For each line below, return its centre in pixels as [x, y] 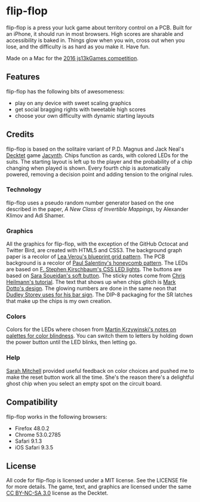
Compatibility [32, 402]
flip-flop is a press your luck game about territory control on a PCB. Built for [99, 27]
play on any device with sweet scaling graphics [73, 103]
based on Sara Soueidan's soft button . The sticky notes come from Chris [96, 276]
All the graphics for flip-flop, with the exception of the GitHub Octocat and [97, 244]
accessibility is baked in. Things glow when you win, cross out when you [96, 40]
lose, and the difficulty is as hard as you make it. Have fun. [78, 47]
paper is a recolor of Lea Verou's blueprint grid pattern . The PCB [86, 257]
